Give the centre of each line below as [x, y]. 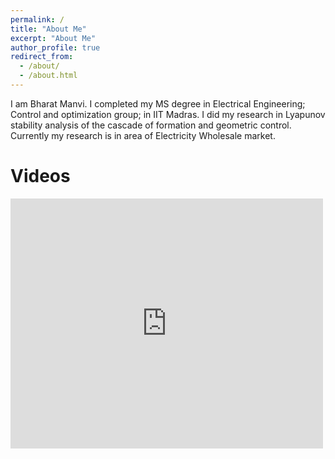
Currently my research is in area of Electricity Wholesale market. [143, 135]
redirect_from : [42, 57]
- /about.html [48, 76]
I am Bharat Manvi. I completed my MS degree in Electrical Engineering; [158, 103]
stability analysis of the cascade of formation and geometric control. [151, 125]
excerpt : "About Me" [53, 38]
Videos [40, 176]
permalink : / [37, 19]
